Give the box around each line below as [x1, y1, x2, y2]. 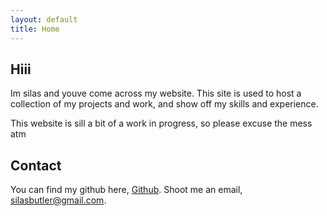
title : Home [10, 24, 60, 34]
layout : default [10, 14, 78, 25]
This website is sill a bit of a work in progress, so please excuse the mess [10, 117, 313, 130]
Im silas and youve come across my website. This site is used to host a [10, 87, 302, 100]
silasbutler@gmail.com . [10, 194, 107, 206]
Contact [10, 157, 62, 174]
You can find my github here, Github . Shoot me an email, [10, 184, 243, 196]
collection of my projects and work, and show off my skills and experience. [10, 98, 319, 110]
